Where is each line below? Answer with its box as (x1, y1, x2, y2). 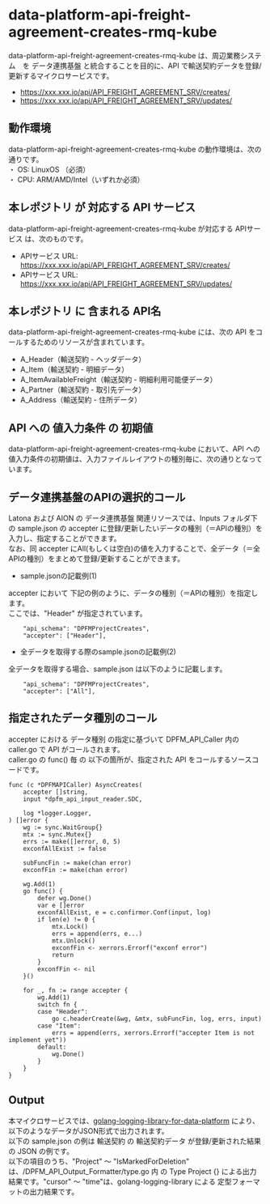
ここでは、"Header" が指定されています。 (8, 609, 147, 618)
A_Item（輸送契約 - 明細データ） (19, 364, 129, 374)
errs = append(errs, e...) (51, 930, 143, 938)
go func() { (23, 887, 63, 896)
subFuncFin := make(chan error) (23, 858, 132, 867)
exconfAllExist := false (23, 845, 107, 853)
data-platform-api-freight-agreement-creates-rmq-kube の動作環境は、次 (8, 144, 255, 154)
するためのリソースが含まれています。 (22, 338, 150, 347)
